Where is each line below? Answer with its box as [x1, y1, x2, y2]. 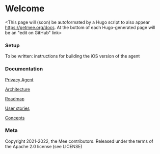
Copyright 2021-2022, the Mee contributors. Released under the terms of [5, 138, 154, 144]
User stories [5, 105, 30, 111]
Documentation [5, 65, 43, 72]
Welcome [5, 3, 45, 14]
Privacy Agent [5, 77, 34, 83]
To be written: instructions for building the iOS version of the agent [5, 53, 140, 59]
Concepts [5, 115, 25, 121]
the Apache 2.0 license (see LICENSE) [5, 143, 82, 149]
